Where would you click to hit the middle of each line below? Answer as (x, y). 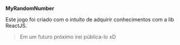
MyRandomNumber (30, 8)
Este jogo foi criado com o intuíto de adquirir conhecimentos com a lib (90, 19)
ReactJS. (16, 26)
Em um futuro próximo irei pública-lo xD (68, 37)
